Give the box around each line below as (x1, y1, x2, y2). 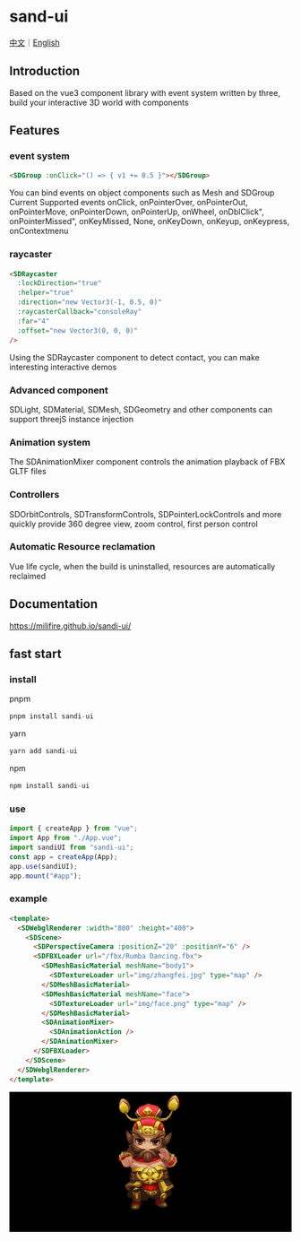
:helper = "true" (17, 289, 74, 298)
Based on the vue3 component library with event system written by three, (9, 87, 280, 98)
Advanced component (9, 384, 109, 396)
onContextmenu (9, 226, 69, 237)
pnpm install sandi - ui (9, 712, 94, 721)
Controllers (9, 489, 60, 501)
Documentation (9, 596, 99, 612)
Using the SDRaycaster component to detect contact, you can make (9, 351, 260, 362)
